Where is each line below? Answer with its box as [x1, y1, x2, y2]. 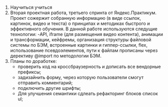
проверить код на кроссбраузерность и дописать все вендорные [17, 63, 161, 69]
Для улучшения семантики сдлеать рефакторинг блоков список [17, 91, 158, 96]
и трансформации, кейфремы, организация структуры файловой [10, 37, 152, 43]
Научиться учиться [10, 5, 52, 10]
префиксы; [17, 69, 42, 75]
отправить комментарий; [17, 80, 73, 86]
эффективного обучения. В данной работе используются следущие [10, 26, 158, 32]
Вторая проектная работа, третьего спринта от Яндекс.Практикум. [10, 10, 157, 16]
